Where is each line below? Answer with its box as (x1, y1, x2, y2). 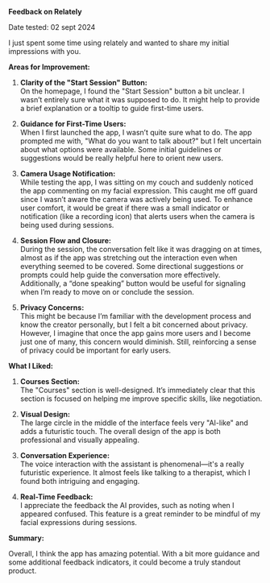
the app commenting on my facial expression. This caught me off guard (19, 186, 258, 196)
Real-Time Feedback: (19, 492, 93, 502)
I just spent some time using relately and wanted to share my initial (8, 38, 230, 48)
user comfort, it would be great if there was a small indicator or (19, 203, 230, 213)
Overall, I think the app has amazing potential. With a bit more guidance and (8, 549, 260, 558)
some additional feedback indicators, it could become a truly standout (8, 557, 241, 567)
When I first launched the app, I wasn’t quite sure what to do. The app (19, 128, 252, 137)
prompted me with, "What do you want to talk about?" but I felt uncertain (19, 136, 262, 146)
